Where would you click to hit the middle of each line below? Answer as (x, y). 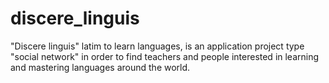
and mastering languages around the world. (100, 67)
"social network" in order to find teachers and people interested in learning (165, 56)
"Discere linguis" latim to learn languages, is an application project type (157, 46)
